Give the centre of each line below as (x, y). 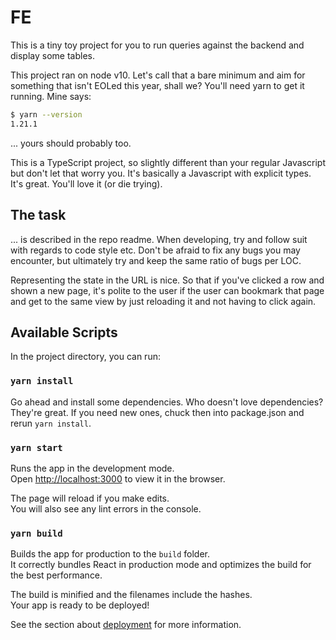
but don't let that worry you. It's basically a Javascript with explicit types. (161, 173)
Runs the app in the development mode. (92, 468)
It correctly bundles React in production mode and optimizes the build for (161, 565)
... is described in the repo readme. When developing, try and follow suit (159, 239)
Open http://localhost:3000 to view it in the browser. (118, 478)
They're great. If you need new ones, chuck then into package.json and (157, 412)
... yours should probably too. (71, 143)
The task (38, 215)
